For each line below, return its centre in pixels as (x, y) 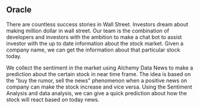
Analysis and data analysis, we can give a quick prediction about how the (97, 93)
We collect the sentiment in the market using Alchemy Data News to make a (100, 68)
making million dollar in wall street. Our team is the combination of (88, 31)
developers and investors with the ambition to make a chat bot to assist (94, 37)
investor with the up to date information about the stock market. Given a (95, 43)
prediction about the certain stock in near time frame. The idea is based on (99, 74)
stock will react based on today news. (53, 99)
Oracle (19, 10)
